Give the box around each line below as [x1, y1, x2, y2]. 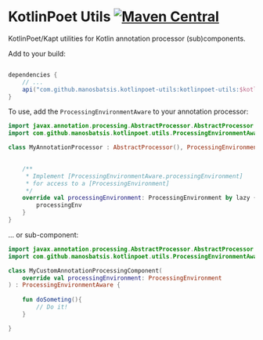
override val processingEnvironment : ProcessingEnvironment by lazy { [22, 194, 258, 202]
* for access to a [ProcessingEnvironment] [25, 179, 170, 187]
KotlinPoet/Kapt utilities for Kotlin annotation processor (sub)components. [8, 34, 246, 43]
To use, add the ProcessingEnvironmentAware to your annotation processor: [8, 107, 249, 117]
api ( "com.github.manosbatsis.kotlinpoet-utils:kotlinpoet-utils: [22, 85, 240, 93]
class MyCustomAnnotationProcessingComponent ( [8, 266, 163, 274]
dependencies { [8, 71, 58, 78]
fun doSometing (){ [22, 296, 82, 304]
